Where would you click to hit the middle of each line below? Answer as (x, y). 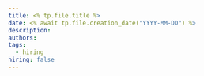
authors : (23, 38)
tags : (17, 45)
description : (30, 30)
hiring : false (32, 60)
